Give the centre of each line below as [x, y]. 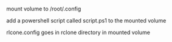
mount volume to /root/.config [44, 9]
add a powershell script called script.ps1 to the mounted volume [86, 20]
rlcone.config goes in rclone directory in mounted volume [78, 32]
